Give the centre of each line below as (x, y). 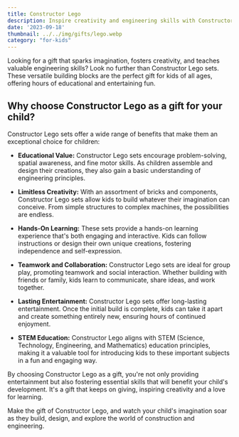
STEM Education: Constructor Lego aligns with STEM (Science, (111, 337)
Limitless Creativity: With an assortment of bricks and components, (118, 191)
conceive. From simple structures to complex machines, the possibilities (123, 206)
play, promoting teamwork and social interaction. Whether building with (122, 272)
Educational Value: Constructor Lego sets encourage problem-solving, (122, 155)
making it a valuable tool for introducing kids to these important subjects (123, 352)
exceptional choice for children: (54, 141)
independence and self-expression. (70, 251)
